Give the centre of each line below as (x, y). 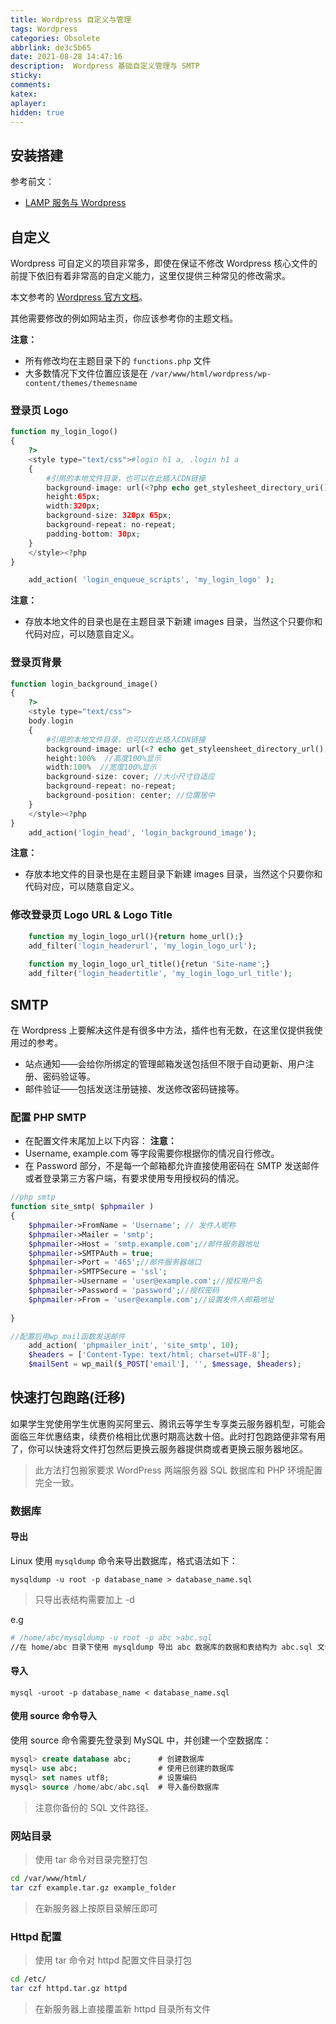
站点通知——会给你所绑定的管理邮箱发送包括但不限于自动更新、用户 (165, 1063)
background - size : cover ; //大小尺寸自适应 (130, 777)
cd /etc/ (28, 1979)
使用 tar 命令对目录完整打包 (91, 1859)
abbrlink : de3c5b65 (51, 47)
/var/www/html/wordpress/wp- (210, 374)
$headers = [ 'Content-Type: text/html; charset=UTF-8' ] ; (149, 1355)
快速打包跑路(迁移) (68, 1397)
